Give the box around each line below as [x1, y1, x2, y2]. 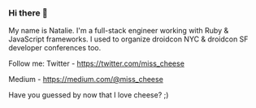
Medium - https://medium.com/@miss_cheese [8, 75, 164, 84]
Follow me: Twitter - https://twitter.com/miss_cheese [8, 58, 185, 68]
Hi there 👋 [8, 7, 49, 19]
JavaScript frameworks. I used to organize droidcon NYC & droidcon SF [8, 34, 249, 44]
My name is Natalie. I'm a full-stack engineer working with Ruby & [8, 26, 229, 36]
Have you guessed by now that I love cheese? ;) [8, 90, 169, 100]
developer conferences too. [8, 43, 102, 53]
